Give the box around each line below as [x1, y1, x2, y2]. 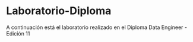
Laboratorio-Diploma [6, 4, 112, 18]
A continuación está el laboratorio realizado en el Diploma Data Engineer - [6, 24, 188, 31]
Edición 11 [6, 30, 30, 37]
